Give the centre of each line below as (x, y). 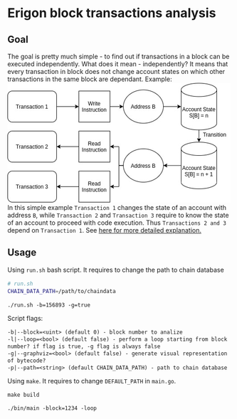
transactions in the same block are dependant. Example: (90, 79)
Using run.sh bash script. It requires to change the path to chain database (116, 270)
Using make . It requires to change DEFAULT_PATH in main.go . (92, 381)
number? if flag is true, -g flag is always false (84, 346)
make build (23, 395)
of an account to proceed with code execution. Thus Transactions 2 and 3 (117, 223)
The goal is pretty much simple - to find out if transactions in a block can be (118, 56)
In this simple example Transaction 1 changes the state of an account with (117, 207)
